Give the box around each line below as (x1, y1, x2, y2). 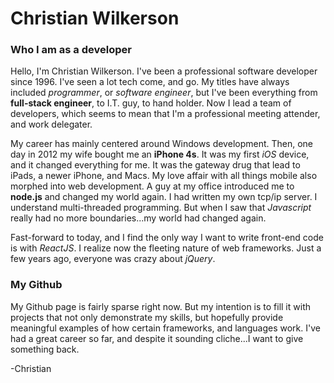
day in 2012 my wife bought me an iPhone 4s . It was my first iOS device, (10, 148, 310, 161)
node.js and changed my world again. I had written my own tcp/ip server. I (10, 191, 318, 203)
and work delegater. (10, 118, 93, 131)
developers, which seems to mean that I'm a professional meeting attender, (10, 108, 321, 120)
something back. (10, 343, 80, 355)
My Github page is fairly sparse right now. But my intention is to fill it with (10, 300, 311, 312)
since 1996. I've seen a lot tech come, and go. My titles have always (10, 76, 290, 88)
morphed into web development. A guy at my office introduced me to (10, 180, 295, 192)
